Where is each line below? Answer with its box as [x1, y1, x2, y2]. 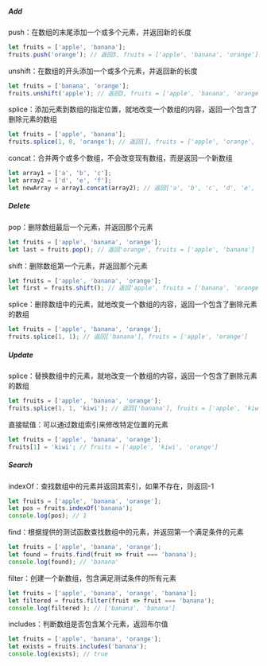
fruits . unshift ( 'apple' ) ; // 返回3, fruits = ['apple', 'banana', [8, 89, 230, 97]
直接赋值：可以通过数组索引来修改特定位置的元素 [8, 419, 168, 429]
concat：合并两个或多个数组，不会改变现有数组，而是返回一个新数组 [8, 154, 233, 163]
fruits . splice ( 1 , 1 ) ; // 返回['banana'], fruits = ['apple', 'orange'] [8, 333, 249, 341]
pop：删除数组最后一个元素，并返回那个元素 [8, 222, 153, 232]
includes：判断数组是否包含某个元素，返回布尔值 [8, 619, 168, 629]
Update [8, 350, 33, 360]
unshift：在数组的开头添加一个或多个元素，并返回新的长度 [8, 66, 198, 76]
